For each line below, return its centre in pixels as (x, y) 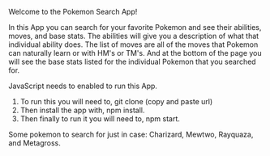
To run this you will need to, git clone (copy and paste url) (116, 101)
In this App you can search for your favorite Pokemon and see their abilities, (135, 27)
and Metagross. (34, 143)
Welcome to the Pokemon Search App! (73, 12)
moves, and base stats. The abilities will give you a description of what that (134, 36)
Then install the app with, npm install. (82, 110)
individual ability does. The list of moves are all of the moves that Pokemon (133, 44)
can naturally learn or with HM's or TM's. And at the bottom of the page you (135, 53)
